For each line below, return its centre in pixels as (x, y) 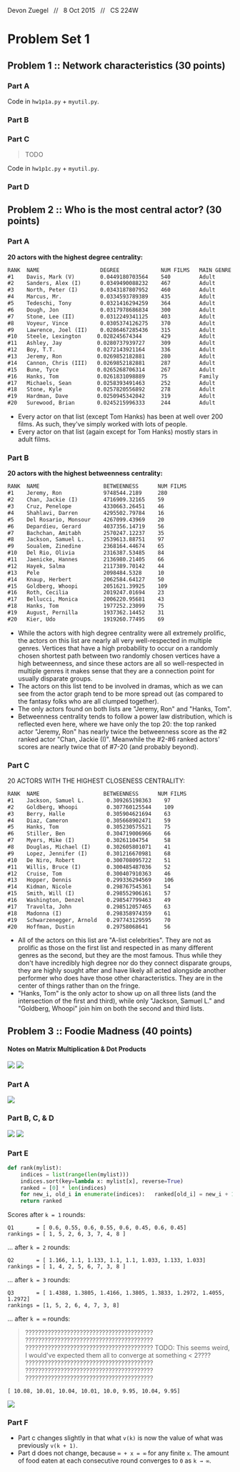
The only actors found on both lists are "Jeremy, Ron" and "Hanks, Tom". (125, 709)
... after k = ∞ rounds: (39, 1319)
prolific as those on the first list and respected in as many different (115, 948)
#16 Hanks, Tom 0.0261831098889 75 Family (113, 376)
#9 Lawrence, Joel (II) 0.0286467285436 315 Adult (111, 330)
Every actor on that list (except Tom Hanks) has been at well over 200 (120, 416)
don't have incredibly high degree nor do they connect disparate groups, (125, 963)
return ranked (41, 1201)
